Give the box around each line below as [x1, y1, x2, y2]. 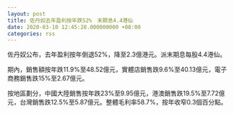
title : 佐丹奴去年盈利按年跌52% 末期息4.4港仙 [7, 17, 133, 24]
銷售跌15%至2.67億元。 [19, 74, 89, 83]
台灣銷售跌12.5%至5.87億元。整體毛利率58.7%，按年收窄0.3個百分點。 [19, 98, 228, 107]
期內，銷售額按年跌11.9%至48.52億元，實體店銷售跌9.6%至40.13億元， [7, 65, 215, 74]
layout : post [7, 10, 46, 18]
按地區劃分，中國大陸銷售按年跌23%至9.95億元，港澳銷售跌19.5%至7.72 [7, 89, 219, 97]
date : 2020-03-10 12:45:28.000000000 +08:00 [7, 23, 141, 30]
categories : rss [7, 30, 55, 37]
